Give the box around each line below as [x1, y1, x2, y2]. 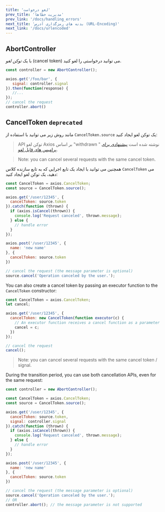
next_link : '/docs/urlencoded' [5, 26, 71, 31]
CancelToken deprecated [5, 118, 83, 127]
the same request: [5, 377, 43, 383]
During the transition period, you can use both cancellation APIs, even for [5, 372, 157, 378]
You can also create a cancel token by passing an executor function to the [5, 282, 158, 288]
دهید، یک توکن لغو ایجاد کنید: [5, 171, 58, 177]
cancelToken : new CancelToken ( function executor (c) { [10, 316, 124, 321]
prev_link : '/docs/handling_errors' [5, 17, 82, 22]
